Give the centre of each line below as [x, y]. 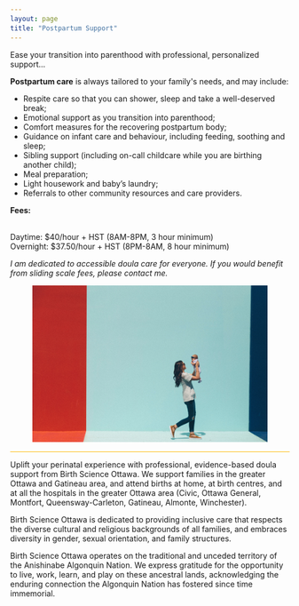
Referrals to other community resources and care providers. [132, 193]
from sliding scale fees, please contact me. [89, 273]
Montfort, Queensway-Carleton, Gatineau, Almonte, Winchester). [129, 502]
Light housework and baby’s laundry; [90, 183]
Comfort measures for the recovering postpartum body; [125, 127]
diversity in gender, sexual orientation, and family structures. [121, 538]
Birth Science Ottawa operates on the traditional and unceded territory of [144, 555]
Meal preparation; [55, 174]
